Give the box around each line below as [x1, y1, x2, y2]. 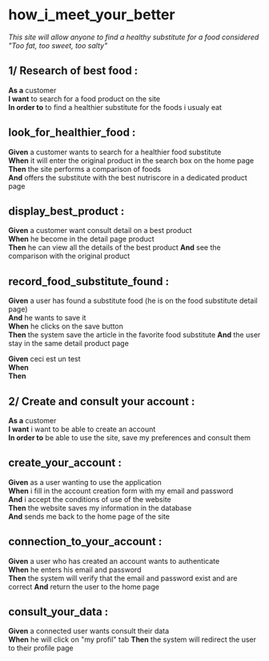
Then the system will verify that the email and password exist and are [8, 573, 238, 583]
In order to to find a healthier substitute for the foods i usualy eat [8, 102, 223, 112]
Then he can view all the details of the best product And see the [8, 243, 222, 252]
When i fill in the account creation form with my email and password [8, 486, 234, 496]
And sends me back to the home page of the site [8, 512, 171, 521]
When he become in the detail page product [8, 235, 155, 244]
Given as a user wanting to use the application [8, 477, 162, 487]
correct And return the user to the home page [8, 581, 160, 591]
